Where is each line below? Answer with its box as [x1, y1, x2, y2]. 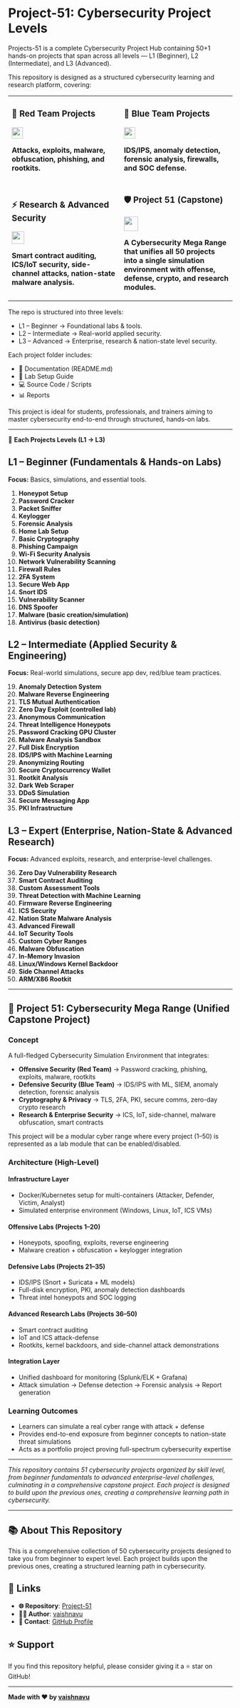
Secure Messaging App [18, 796, 90, 805]
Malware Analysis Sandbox [18, 736, 102, 744]
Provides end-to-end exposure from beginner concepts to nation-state [18, 1430, 226, 1439]
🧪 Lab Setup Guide [18, 371, 74, 380]
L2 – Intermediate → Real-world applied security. [18, 329, 162, 337]
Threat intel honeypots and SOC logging [18, 1293, 137, 1302]
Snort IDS [18, 587, 48, 596]
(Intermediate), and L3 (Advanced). [8, 59, 112, 67]
